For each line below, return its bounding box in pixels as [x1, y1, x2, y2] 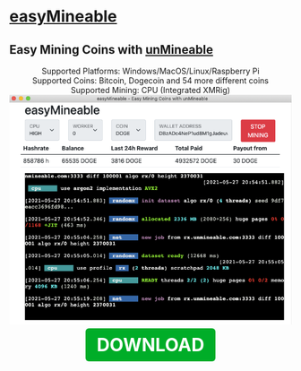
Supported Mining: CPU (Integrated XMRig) [70, 85, 231, 95]
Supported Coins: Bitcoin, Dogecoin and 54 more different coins [32, 75, 269, 86]
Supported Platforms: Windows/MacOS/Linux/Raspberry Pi [41, 65, 260, 76]
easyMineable [9, 6, 118, 27]
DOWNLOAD [96, 333, 205, 356]
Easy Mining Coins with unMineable [9, 42, 213, 57]
